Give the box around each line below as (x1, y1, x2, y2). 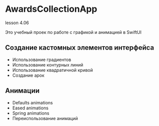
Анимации (5, 87, 40, 95)
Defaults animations (12, 99, 53, 105)
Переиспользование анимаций (12, 115, 78, 121)
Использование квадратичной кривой (12, 67, 93, 73)
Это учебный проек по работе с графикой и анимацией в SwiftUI (5, 29, 142, 35)
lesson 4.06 (5, 20, 29, 26)
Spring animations (12, 110, 49, 116)
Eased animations (12, 105, 48, 111)
